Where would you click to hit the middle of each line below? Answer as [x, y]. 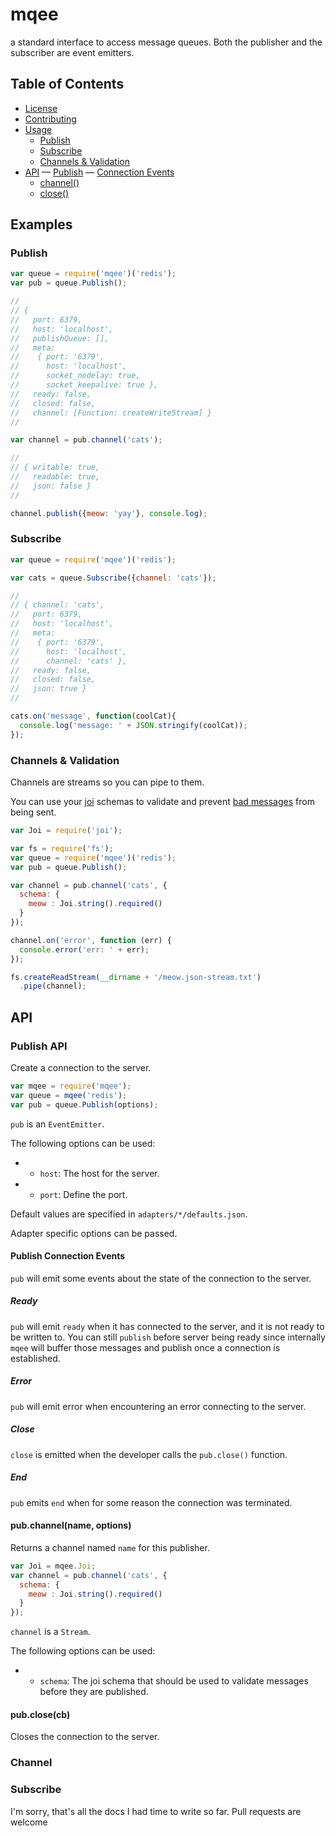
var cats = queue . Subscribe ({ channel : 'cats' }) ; [113, 578]
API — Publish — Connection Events [99, 172]
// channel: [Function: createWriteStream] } [111, 413]
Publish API [39, 1046]
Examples [41, 224]
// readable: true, [55, 477]
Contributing [50, 119]
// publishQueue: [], [60, 338]
